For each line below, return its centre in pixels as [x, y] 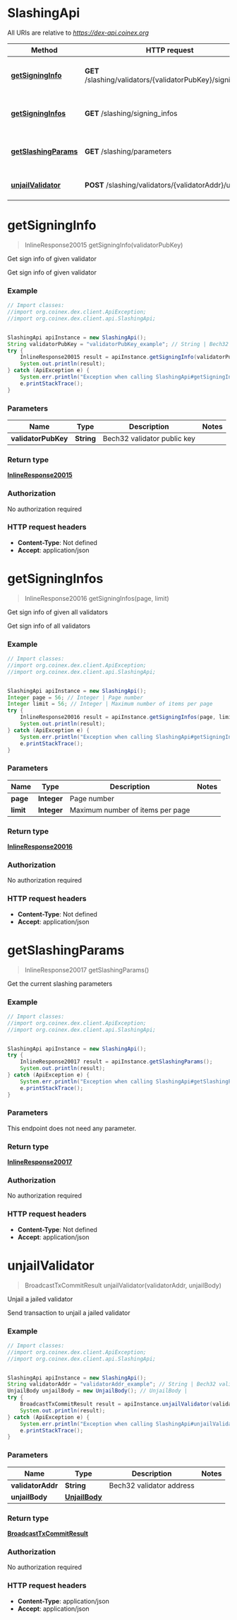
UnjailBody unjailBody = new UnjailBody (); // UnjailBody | [98, 1391]
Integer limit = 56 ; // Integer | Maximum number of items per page [110, 704]
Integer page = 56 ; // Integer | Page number [75, 697]
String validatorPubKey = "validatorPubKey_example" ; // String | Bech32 [118, 344]
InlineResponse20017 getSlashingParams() [87, 970]
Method [44, 50]
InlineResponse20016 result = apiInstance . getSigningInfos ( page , [118, 717]
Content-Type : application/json [63, 1601]
